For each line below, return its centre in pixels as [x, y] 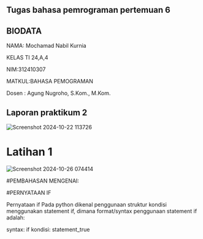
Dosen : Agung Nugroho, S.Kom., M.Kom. [59, 93]
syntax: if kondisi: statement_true [48, 229]
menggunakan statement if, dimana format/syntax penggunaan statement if [102, 211]
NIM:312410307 [26, 69]
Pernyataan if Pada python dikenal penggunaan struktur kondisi [87, 204]
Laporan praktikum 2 [47, 112]
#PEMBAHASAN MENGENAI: [43, 181]
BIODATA [24, 31]
